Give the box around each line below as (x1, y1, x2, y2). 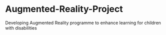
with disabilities (5, 25, 37, 31)
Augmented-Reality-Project (5, 3, 123, 15)
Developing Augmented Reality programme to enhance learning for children (5, 20, 161, 26)
